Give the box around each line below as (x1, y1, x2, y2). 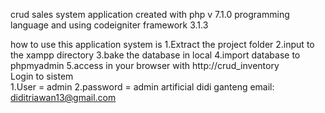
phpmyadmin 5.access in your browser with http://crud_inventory (10, 60, 280, 71)
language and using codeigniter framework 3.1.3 (10, 19, 209, 31)
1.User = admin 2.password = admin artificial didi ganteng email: (10, 81, 275, 93)
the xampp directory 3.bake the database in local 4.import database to (10, 49, 301, 61)
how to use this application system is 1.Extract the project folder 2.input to (10, 39, 315, 50)
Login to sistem (10, 70, 74, 82)
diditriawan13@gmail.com (10, 92, 117, 103)
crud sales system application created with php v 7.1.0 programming (10, 9, 290, 20)
